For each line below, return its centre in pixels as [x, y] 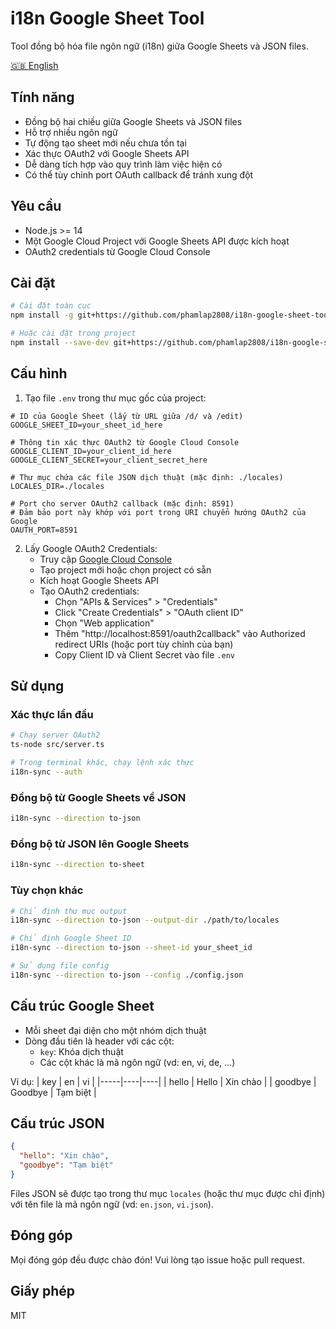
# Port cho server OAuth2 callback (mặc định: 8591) [122, 503]
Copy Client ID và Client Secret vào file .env [144, 654]
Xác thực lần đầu [52, 714]
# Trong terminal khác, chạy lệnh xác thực [102, 763]
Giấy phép [42, 1291]
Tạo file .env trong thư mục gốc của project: [115, 398]
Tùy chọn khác [47, 890]
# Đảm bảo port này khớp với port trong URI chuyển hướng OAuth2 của [158, 512]
